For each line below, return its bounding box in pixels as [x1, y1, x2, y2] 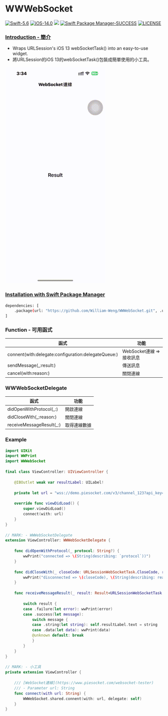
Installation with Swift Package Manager [5, 291, 105, 298]
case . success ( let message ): [23, 611, 84, 617]
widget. [12, 51, 28, 57]
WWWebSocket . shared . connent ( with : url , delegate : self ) [23, 696, 142, 701]
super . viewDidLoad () [23, 506, 66, 511]
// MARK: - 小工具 [5, 664, 41, 669]
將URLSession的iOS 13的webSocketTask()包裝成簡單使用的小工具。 [12, 57, 152, 63]
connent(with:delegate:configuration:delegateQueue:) [7, 351, 118, 357]
